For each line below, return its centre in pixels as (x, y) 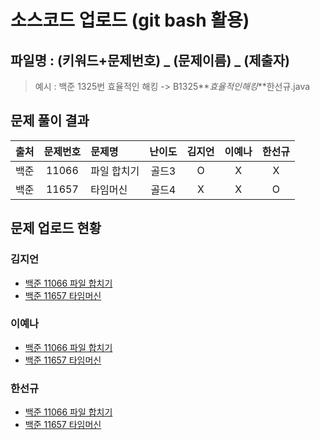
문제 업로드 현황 (56, 228)
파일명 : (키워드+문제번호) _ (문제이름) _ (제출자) (150, 60)
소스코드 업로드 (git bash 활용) (130, 20)
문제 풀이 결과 (50, 121)
